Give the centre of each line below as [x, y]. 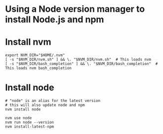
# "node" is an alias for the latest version [53, 101]
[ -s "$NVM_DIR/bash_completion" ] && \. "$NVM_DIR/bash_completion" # [81, 64]
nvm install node [23, 109]
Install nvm [28, 42]
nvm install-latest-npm [30, 127]
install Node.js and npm [55, 19]
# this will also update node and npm [45, 105]
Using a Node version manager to [75, 9]
